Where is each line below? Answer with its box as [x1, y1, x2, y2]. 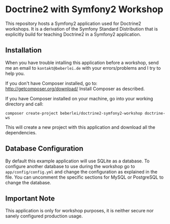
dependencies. [5, 129, 37, 135]
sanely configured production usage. [5, 213, 83, 219]
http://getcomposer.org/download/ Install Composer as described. [5, 86, 145, 92]
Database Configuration [5, 144, 84, 153]
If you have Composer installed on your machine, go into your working [5, 95, 153, 101]
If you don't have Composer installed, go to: [5, 80, 98, 86]
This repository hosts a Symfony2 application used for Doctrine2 [5, 20, 141, 26]
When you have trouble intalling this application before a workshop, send [5, 60, 159, 66]
